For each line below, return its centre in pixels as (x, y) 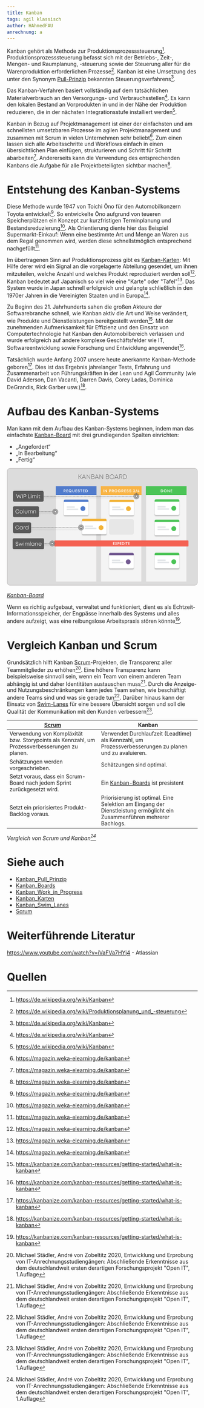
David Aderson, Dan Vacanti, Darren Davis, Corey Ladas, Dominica (90, 380)
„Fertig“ (25, 459)
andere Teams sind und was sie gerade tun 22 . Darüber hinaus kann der (96, 697)
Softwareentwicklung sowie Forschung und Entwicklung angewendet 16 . (96, 347)
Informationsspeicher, (34, 614)
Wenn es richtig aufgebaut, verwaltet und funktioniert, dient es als (89, 607)
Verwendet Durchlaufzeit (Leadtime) (146, 734)
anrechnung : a (25, 32)
